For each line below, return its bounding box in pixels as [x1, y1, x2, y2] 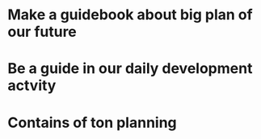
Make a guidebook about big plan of [7, 6, 253, 24]
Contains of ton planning [7, 113, 177, 132]
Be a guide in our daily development [7, 59, 253, 78]
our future [7, 22, 78, 41]
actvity [7, 76, 57, 95]
